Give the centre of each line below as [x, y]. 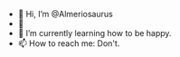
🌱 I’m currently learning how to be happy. [95, 33]
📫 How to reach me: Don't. [69, 43]
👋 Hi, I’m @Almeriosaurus [65, 14]
